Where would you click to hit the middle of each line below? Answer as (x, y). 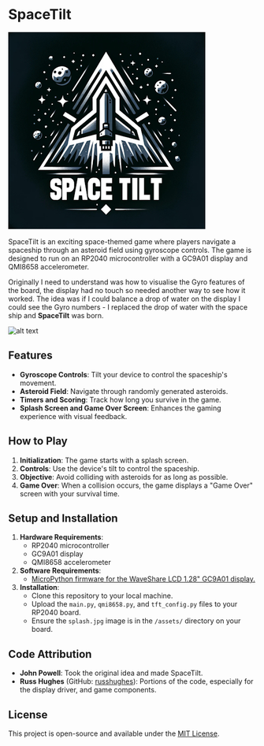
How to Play (38, 442)
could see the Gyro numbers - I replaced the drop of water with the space (128, 307)
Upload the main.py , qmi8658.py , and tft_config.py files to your (134, 604)
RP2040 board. (56, 613)
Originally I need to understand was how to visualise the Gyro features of (126, 282)
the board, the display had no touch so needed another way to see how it (127, 290)
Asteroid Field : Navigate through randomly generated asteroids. (124, 391)
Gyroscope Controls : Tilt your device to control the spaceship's (123, 374)
